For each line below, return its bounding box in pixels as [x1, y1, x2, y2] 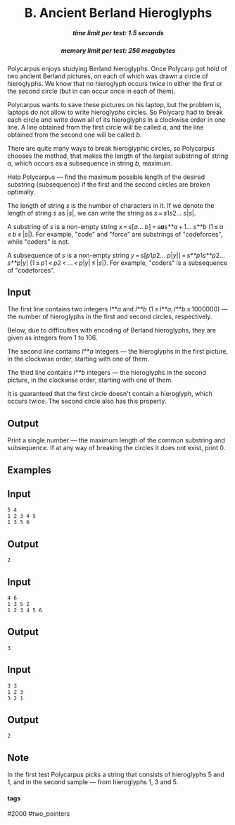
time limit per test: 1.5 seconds [72, 28, 164, 37]
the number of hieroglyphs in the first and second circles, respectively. [7, 312, 212, 321]
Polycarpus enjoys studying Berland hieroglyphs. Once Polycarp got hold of [7, 64, 227, 73]
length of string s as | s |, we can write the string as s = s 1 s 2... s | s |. [7, 209, 196, 217]
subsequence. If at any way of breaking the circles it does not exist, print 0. [7, 444, 226, 452]
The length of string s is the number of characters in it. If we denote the [7, 201, 215, 209]
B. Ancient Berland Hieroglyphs [24, 5, 212, 21]
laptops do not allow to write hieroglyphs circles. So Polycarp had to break [7, 108, 223, 116]
